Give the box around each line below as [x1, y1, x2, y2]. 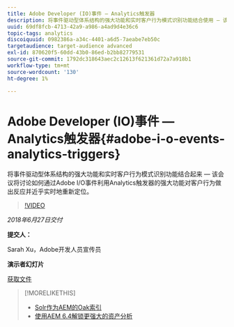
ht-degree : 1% [7, 75, 49, 82]
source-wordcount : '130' [7, 68, 79, 75]
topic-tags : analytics [7, 29, 73, 37]
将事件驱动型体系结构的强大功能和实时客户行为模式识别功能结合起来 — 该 [7, 170, 218, 178]
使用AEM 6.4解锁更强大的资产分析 [34, 312, 133, 321]
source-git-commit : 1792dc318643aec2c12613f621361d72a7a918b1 [7, 56, 192, 63]
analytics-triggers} [7, 146, 120, 162]
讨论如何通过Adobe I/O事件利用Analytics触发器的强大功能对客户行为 [19, 178, 216, 187]
